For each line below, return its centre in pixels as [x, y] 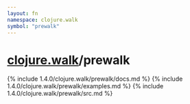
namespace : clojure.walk [43, 20]
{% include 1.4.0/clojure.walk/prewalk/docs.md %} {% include [95, 79]
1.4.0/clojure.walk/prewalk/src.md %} [60, 94]
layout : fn [23, 13]
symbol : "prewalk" [33, 26]
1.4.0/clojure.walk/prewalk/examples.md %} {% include [85, 86]
